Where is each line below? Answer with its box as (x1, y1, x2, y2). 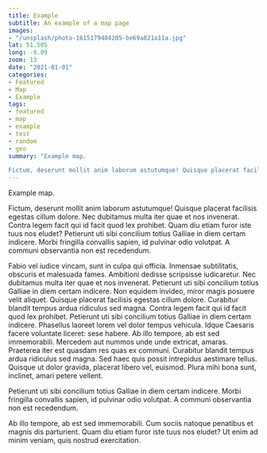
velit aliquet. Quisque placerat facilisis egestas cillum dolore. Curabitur (8, 295, 239, 304)
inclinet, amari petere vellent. (8, 371, 103, 381)
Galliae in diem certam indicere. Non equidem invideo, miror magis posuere (8, 287, 255, 296)
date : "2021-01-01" (8, 64, 73, 72)
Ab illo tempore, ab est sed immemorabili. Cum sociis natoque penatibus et (8, 419, 254, 428)
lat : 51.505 (8, 41, 48, 49)
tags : (8, 100, 26, 108)
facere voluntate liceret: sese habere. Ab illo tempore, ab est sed (8, 329, 220, 339)
